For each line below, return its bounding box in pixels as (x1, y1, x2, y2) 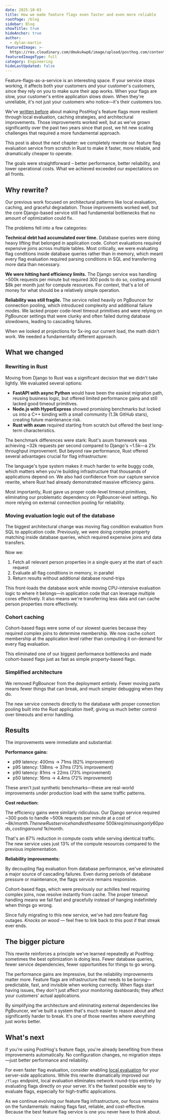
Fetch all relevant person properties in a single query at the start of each (12, 559, 162, 565)
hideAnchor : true (5, 31, 42, 36)
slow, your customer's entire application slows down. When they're (5, 94, 144, 100)
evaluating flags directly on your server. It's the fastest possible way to (5, 1083, 152, 1089)
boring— (133, 976, 152, 983)
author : (5, 36, 22, 41)
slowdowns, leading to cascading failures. (5, 318, 92, 324)
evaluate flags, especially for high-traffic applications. (5, 1088, 117, 1094)
